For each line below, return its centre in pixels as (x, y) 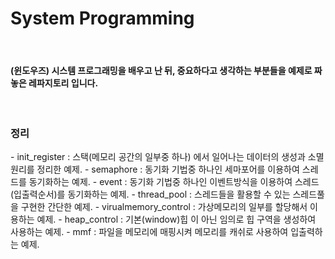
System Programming (102, 18)
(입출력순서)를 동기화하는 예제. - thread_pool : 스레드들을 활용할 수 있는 (150, 194)
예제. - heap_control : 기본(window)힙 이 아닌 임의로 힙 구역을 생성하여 (176, 219)
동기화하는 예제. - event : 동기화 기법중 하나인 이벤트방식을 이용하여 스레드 (174, 182)
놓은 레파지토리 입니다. (54, 83)
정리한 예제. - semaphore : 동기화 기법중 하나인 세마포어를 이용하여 (168, 169)
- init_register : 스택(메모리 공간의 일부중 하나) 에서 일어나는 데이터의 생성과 (158, 157)
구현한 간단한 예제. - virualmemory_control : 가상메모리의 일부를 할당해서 (164, 207)
